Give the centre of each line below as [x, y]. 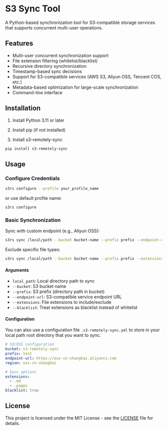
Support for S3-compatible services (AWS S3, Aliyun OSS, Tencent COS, [87, 76]
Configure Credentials [33, 178]
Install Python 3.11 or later [38, 120]
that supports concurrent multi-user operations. [54, 27]
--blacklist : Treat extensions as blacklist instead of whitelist [75, 307]
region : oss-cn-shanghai [31, 363]
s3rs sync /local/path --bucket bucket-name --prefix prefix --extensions [84, 259]
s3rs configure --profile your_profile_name [52, 189]
